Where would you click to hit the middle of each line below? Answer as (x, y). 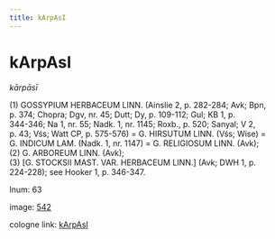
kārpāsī (23, 87)
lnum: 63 (26, 189)
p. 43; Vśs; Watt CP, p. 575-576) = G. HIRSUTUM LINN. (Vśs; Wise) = (138, 133)
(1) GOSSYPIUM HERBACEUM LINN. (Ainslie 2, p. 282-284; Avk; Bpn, (138, 105)
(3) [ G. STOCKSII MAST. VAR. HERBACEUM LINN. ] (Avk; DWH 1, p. (133, 162)
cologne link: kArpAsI (49, 224)
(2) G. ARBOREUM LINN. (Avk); (67, 152)
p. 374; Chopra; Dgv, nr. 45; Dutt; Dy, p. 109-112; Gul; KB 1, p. (123, 115)
